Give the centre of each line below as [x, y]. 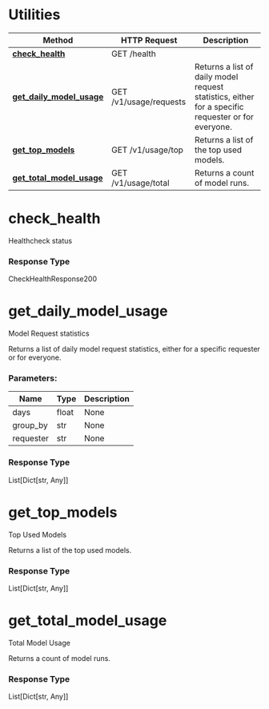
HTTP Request [149, 40]
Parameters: [33, 378]
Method [58, 40]
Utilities [34, 15]
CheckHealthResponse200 [53, 279]
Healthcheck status [40, 240]
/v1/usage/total [140, 183]
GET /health [133, 54]
